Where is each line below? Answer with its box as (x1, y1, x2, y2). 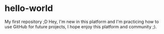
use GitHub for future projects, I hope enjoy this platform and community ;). (4, 23, 157, 29)
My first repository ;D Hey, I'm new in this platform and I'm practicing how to (4, 19, 159, 24)
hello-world (4, 3, 54, 14)
